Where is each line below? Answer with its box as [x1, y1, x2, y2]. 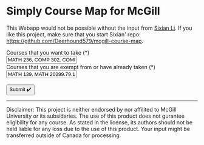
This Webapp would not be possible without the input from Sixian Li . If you [6, 24, 192, 32]
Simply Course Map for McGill [6, 4, 160, 18]
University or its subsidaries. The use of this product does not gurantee [6, 112, 185, 120]
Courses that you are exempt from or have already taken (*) [6, 63, 156, 70]
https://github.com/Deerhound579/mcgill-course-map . [6, 37, 144, 44]
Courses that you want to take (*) [6, 49, 90, 56]
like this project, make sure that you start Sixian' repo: [6, 30, 141, 38]
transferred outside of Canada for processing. [6, 132, 121, 139]
